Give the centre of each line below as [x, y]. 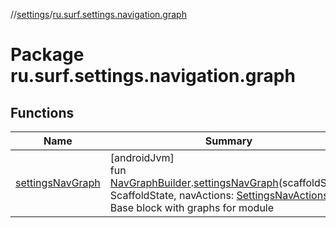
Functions [42, 112]
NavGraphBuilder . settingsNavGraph [194, 182]
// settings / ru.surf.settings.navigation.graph [98, 14]
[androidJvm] [142, 157]
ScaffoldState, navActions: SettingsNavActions [219, 195]
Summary [228, 141]
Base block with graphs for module [192, 207]
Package [47, 55]
